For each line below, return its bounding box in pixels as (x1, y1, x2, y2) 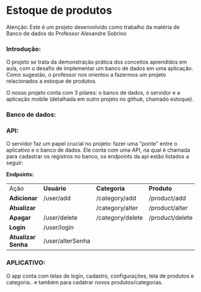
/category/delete (96, 213, 144, 222)
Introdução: (6, 44, 41, 53)
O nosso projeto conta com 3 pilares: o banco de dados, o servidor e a (6, 89, 181, 97)
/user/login (43, 223, 74, 231)
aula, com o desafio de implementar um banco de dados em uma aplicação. (6, 65, 193, 72)
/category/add (96, 194, 136, 203)
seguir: (6, 159, 24, 167)
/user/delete (43, 213, 78, 222)
